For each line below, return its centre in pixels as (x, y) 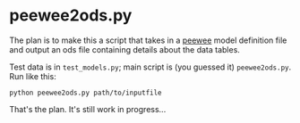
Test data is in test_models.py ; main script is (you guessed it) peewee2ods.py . (150, 67)
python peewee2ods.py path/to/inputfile (86, 93)
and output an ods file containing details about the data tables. (124, 49)
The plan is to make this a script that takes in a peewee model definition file (148, 40)
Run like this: (33, 76)
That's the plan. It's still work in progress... (88, 109)
